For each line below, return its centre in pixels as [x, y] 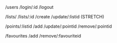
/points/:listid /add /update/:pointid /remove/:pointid [58, 26]
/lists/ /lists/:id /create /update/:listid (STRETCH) [55, 17]
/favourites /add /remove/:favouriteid [43, 36]
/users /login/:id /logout [29, 7]
